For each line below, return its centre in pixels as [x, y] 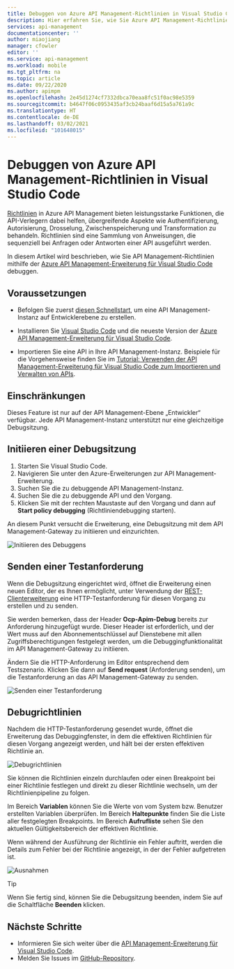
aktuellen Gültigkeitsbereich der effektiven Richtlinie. [83, 828]
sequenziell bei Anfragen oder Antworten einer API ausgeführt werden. [109, 243]
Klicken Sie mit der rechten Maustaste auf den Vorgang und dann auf [116, 503]
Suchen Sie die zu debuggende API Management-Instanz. [101, 488]
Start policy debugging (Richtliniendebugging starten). [96, 510]
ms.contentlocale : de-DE [43, 117]
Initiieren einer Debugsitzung [72, 449]
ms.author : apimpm [34, 91]
